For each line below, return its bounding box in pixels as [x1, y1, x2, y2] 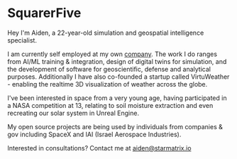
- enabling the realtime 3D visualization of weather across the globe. [7, 79, 208, 88]
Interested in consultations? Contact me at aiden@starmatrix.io [7, 143, 192, 152]
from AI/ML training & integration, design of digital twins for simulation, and [7, 57, 227, 65]
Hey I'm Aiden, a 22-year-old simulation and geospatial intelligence [7, 28, 204, 37]
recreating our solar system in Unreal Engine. [7, 109, 140, 117]
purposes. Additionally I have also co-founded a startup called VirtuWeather [7, 72, 230, 81]
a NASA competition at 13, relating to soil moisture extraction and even [7, 101, 214, 109]
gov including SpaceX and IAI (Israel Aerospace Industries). [7, 130, 182, 138]
